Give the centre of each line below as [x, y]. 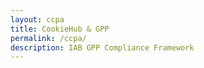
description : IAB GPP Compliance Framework [102, 47]
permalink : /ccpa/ [48, 38]
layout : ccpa [37, 19]
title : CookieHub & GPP [60, 29]
